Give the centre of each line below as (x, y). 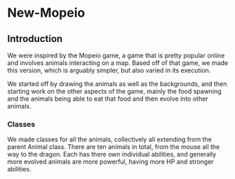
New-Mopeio (46, 13)
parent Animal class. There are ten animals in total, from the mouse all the (114, 147)
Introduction (35, 39)
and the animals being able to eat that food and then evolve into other (108, 99)
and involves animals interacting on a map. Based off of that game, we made (118, 63)
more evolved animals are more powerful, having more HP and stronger (110, 162)
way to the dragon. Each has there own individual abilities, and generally (112, 155)
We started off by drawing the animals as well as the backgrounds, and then (117, 84)
